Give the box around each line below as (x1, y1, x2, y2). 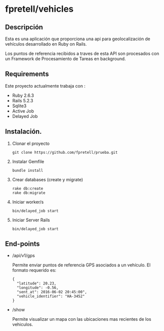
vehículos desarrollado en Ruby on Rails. (5, 41, 87, 47)
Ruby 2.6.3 (12, 92, 34, 98)
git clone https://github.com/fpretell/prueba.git (12, 150, 118, 155)
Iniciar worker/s (12, 199, 44, 205)
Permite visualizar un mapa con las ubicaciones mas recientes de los (12, 316, 152, 322)
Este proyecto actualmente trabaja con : (5, 83, 86, 89)
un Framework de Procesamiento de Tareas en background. (5, 56, 126, 62)
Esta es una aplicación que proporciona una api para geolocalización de (5, 36, 150, 42)
